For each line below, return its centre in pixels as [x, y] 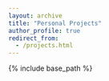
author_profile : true [44, 30]
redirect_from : [34, 38]
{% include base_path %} [50, 68]
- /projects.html [44, 46]
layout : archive [35, 16]
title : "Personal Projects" [55, 23]
